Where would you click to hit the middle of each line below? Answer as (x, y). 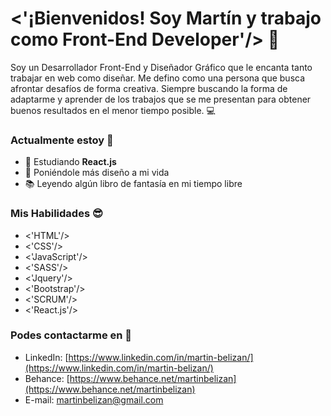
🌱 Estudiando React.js (70, 162)
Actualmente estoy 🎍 (62, 140)
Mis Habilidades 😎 (57, 214)
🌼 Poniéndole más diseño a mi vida (97, 173)
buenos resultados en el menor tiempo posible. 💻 (113, 110)
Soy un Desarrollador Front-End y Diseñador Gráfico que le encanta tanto (161, 67)
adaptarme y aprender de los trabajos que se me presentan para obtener (161, 99)
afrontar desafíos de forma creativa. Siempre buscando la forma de (149, 88)
